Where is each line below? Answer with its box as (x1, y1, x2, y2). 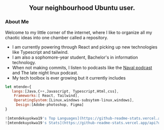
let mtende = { (5, 84, 32, 89)
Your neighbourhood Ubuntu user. (29, 4, 135, 12)
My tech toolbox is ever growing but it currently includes (12, 75, 126, 81)
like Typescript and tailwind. (12, 49, 69, 55)
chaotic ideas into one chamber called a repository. (5, 34, 108, 40)
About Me (5, 18, 29, 25)
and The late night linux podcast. (12, 70, 79, 76)
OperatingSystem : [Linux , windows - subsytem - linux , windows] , (14, 98, 134, 103)
